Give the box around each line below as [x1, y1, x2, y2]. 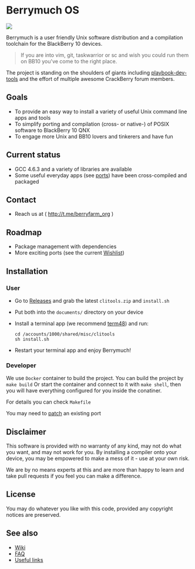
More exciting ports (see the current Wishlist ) [14, 249, 125, 256]
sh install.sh [14, 336, 49, 342]
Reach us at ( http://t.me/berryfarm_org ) [14, 211, 114, 218]
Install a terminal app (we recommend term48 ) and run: [14, 320, 149, 327]
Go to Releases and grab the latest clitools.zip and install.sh [14, 297, 170, 304]
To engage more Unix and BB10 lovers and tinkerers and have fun [14, 133, 173, 140]
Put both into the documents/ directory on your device [14, 309, 144, 316]
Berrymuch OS [6, 4, 79, 17]
